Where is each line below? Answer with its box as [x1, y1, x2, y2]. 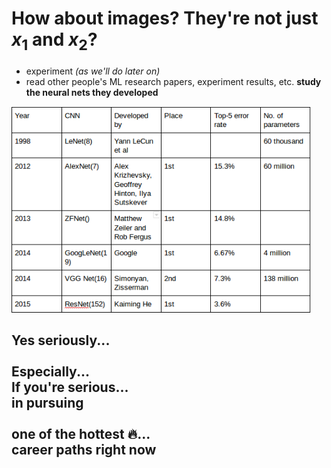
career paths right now [11, 441, 157, 458]
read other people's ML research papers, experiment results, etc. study [25, 75, 322, 87]
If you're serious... [11, 378, 129, 396]
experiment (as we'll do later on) [25, 65, 161, 77]
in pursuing [11, 394, 84, 411]
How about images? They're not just [11, 7, 319, 30]
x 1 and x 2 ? [11, 28, 98, 54]
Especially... [11, 363, 90, 380]
